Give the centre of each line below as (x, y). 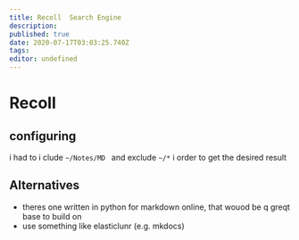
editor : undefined (43, 59)
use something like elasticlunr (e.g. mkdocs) (103, 226)
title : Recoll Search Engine (66, 17)
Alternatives (45, 185)
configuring (43, 136)
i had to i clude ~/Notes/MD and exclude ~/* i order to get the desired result (148, 157)
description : (33, 26)
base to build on (52, 216)
